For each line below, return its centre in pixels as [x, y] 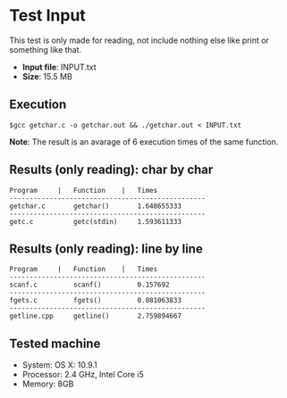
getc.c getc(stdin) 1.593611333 [95, 221]
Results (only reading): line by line [106, 249]
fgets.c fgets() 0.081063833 [95, 301]
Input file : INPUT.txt [59, 67]
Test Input [48, 16]
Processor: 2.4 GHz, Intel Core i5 [83, 375]
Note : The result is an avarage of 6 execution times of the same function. [144, 141]
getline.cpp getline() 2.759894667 [95, 316]
